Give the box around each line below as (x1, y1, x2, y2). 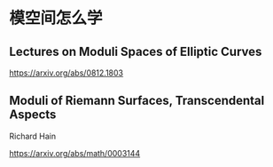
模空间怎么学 (9, 8, 104, 28)
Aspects (9, 107, 57, 123)
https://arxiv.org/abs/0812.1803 (9, 68, 124, 78)
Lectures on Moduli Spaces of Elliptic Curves (9, 44, 262, 59)
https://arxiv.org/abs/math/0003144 (9, 147, 141, 158)
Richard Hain (9, 131, 57, 141)
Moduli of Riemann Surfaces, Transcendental (9, 93, 265, 108)
